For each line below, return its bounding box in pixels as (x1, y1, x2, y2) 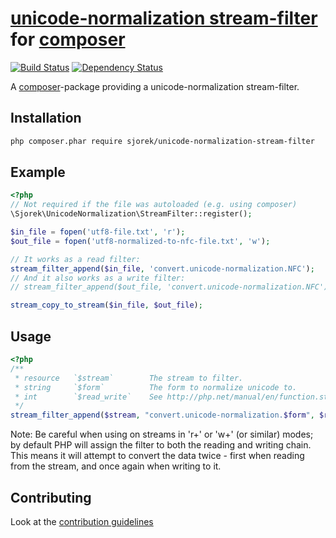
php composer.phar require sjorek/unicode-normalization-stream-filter (10, 136, 315, 146)
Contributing (10, 489, 92, 506)
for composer (10, 28, 126, 51)
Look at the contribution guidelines (10, 515, 154, 527)
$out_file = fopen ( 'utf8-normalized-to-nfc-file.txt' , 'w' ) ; (10, 236, 271, 246)
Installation (10, 110, 82, 127)
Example (10, 164, 66, 181)
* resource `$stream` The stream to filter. (14, 373, 244, 383)
